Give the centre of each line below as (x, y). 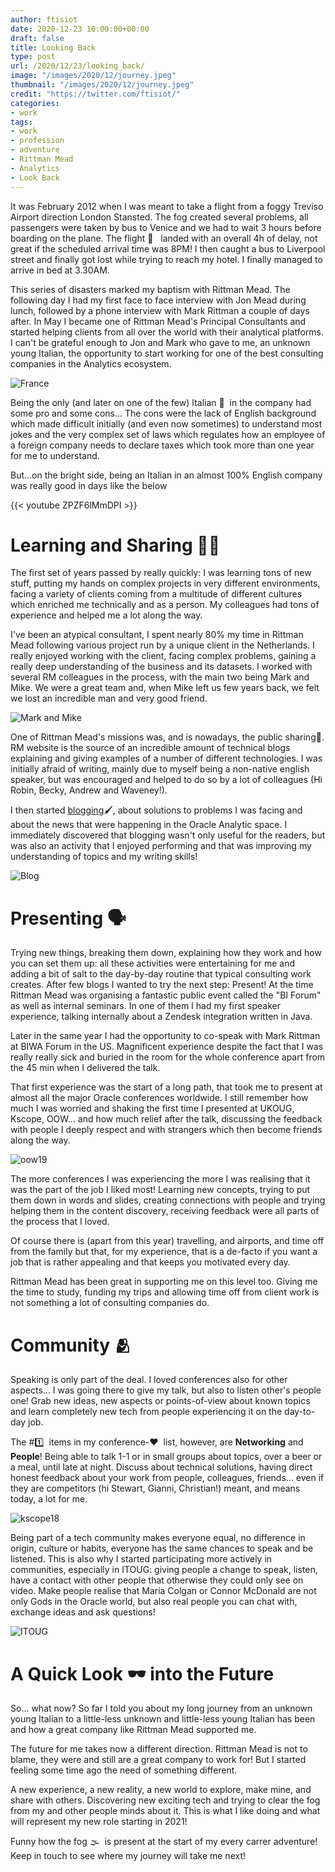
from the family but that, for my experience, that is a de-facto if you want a (164, 1252)
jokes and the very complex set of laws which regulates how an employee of (168, 434)
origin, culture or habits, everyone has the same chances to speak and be (162, 1548)
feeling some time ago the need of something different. (124, 1770)
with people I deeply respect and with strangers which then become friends (166, 1130)
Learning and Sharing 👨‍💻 (115, 545)
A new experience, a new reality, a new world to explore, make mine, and (161, 1790)
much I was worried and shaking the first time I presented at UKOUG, (152, 1108)
